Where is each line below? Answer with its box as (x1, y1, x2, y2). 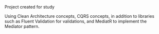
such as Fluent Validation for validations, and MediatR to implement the (4, 19, 147, 24)
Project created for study (4, 4, 54, 10)
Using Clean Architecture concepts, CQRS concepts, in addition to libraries (4, 13, 155, 19)
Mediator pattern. (4, 23, 40, 29)
